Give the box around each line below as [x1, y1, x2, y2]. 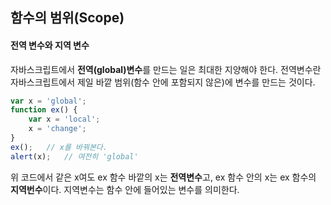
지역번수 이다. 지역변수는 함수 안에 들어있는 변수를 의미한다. [10, 183, 240, 195]
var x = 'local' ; [28, 114, 101, 125]
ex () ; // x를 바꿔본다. [10, 142, 108, 152]
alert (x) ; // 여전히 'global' [10, 151, 139, 162]
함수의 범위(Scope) [10, 9, 125, 27]
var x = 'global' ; [10, 96, 87, 106]
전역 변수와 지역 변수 [10, 39, 90, 51]
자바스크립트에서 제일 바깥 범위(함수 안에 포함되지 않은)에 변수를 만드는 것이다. [10, 76, 316, 88]
